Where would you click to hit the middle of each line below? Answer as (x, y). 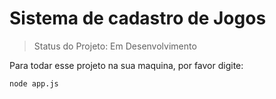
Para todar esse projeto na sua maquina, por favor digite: (126, 65)
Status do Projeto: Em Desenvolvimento (115, 46)
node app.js (34, 83)
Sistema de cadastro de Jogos (138, 18)
